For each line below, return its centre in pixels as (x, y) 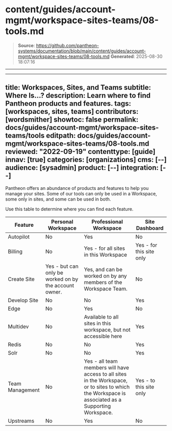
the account (60, 285)
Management (24, 390)
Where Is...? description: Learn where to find (78, 96)
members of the (103, 282)
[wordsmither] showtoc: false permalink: (72, 120)
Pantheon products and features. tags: (68, 104)
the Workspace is (105, 393)
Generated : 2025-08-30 (137, 56)
